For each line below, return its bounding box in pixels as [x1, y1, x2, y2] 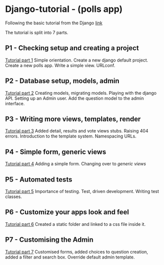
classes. [5, 194, 22, 199]
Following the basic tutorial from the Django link [5, 20, 103, 26]
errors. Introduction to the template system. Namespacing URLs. [5, 133, 137, 139]
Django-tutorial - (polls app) [5, 3, 123, 15]
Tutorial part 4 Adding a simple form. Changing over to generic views [5, 161, 146, 167]
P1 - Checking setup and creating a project [5, 44, 139, 53]
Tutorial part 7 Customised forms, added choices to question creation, [5, 249, 149, 255]
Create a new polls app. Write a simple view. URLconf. [5, 62, 115, 68]
